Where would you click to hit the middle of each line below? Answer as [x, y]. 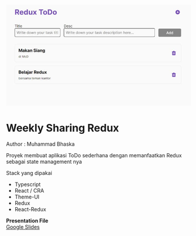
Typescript [28, 184]
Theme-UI [27, 197]
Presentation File [27, 221]
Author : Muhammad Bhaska [40, 144]
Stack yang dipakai [29, 173]
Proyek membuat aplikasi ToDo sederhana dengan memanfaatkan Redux [94, 156]
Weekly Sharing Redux [62, 128]
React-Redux [30, 210]
